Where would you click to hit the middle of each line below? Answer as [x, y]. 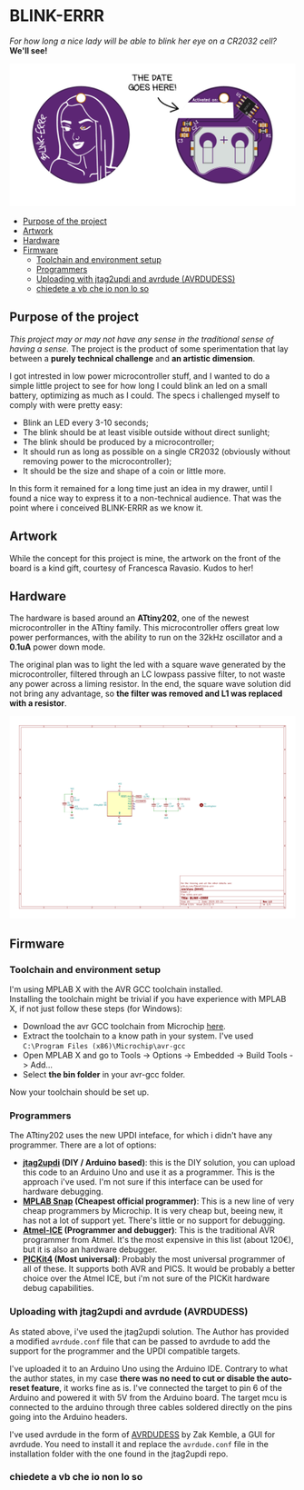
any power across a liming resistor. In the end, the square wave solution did [151, 684]
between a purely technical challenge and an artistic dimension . [132, 358]
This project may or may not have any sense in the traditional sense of [142, 339]
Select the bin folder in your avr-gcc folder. [104, 1074]
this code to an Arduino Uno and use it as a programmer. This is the [148, 1172]
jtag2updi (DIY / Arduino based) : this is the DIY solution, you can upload [159, 1163]
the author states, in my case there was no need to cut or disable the [139, 1378]
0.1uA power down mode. [58, 647]
